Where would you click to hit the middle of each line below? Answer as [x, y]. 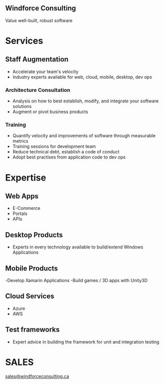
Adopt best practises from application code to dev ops [69, 157]
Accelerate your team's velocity [46, 71]
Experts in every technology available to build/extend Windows [78, 247]
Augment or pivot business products [50, 112]
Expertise [26, 177]
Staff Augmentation [37, 59]
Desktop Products [34, 235]
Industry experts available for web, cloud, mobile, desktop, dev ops [82, 77]
